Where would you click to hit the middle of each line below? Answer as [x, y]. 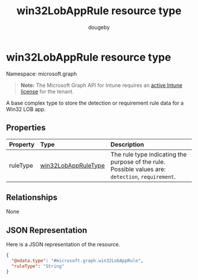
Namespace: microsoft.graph [42, 74]
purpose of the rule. [138, 162]
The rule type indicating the [148, 154]
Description [127, 144]
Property [22, 144]
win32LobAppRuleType [72, 165]
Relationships [32, 197]
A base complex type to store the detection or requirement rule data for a [95, 103]
